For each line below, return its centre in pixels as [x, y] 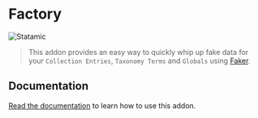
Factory [35, 14]
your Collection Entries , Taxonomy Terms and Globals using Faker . [139, 61]
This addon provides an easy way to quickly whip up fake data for [138, 52]
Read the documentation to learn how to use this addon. [102, 105]
